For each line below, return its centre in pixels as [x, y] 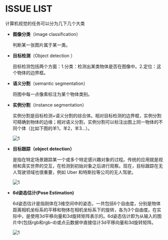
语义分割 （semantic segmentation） [50, 83]
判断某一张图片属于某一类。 [41, 45]
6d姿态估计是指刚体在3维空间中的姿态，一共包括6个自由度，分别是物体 [87, 203]
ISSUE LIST [29, 9]
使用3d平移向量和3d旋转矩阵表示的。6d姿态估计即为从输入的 [94, 216]
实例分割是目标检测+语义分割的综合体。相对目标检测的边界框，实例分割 [87, 115]
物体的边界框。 [33, 73]
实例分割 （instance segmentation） [49, 105]
